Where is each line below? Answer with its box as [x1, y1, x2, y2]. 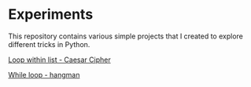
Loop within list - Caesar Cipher [8, 55, 112, 64]
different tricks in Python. [8, 39, 90, 49]
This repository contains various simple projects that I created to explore [8, 31, 244, 41]
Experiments [8, 5, 94, 24]
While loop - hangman [8, 70, 80, 79]
